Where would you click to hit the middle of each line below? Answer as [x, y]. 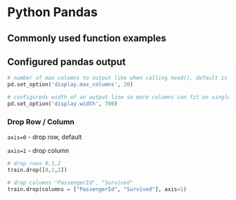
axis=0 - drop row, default [45, 137]
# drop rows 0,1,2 [34, 164]
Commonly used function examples [87, 38]
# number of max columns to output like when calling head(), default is [118, 78]
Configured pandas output [67, 61]
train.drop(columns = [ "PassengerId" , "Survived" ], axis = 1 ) [97, 189]
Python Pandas [53, 12]
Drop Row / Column [41, 121]
